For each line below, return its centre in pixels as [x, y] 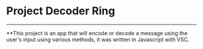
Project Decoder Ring [61, 11]
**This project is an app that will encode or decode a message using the [97, 33]
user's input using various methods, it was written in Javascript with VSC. [98, 39]
